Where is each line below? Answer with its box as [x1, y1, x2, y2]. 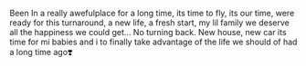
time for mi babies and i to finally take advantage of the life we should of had [9, 36, 298, 47]
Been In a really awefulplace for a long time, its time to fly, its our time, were [9, 8, 295, 18]
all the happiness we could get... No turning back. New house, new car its [9, 27, 287, 37]
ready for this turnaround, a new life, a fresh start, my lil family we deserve [9, 17, 290, 28]
